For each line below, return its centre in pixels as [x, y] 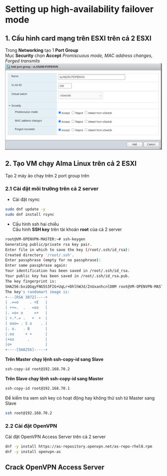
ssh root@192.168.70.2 [29, 413]
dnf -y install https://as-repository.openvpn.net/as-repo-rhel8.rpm [79, 447]
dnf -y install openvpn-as [33, 452]
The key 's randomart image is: [38, 292]
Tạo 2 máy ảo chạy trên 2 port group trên [47, 175]
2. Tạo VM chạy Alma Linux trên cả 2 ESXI [71, 164]
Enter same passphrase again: [37, 266]
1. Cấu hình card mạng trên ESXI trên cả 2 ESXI [78, 38]
